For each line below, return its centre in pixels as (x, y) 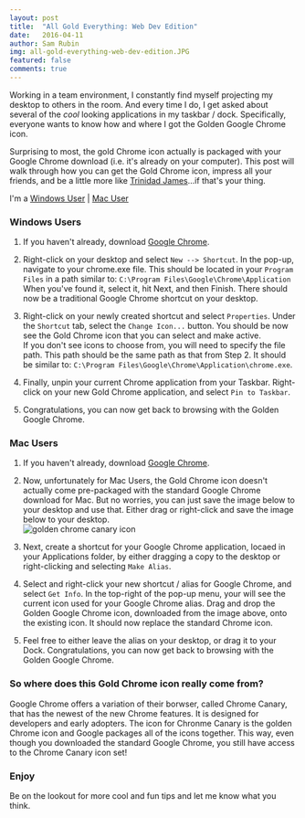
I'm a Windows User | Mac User (69, 198)
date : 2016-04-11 (47, 35)
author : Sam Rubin (44, 43)
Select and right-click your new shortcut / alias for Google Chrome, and (157, 584)
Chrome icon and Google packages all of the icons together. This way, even (152, 733)
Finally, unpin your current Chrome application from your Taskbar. (147, 382)
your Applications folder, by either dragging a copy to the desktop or (152, 557)
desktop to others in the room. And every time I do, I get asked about (139, 104)
